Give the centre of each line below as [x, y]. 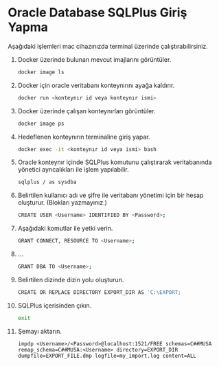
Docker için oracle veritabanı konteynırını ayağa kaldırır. [96, 85]
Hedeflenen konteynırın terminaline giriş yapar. [84, 137]
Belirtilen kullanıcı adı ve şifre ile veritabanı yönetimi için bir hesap [111, 195]
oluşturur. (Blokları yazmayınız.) [62, 203]
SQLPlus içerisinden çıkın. [55, 305]
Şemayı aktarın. [40, 331]
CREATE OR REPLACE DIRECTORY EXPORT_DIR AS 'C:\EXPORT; [99, 292]
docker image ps [41, 124]
